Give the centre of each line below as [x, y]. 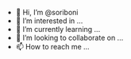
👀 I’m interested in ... [49, 21]
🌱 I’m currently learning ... [58, 29]
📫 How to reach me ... [52, 47]
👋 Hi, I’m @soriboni [47, 12]
